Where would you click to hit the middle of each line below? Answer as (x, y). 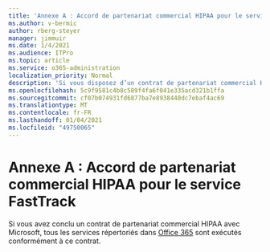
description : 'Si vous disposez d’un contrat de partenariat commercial (133, 83)
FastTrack (42, 201)
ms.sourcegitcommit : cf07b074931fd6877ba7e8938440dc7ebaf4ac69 (117, 98)
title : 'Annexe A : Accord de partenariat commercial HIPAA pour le (125, 16)
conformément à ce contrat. (55, 241)
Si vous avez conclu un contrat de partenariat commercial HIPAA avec (124, 224)
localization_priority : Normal (61, 75)
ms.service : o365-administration (64, 68)
